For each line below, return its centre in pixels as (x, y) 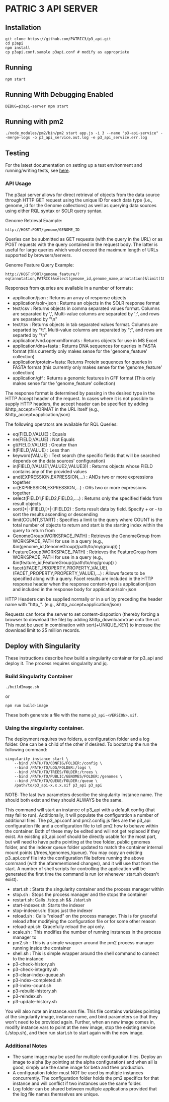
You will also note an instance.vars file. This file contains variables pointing (83, 1011)
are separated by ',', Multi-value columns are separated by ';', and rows (86, 313)
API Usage (18, 183)
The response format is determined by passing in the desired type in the (80, 393)
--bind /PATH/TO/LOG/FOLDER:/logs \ (53, 767)
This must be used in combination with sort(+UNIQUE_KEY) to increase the (83, 625)
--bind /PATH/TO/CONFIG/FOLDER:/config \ (58, 763)
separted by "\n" (30, 335)
